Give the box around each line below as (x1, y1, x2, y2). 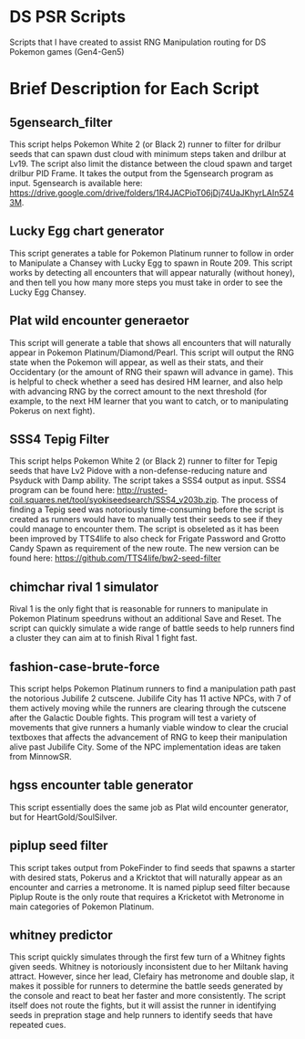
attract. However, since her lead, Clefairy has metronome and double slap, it (9, 971, 295, 982)
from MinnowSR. (9, 751, 73, 761)
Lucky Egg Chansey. (9, 286, 86, 298)
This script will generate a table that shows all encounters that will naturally (9, 337, 291, 348)
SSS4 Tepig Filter (9, 431, 110, 446)
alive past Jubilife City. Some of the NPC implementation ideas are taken (9, 741, 281, 752)
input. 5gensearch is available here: (9, 177, 143, 188)
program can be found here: (9, 485, 116, 496)
